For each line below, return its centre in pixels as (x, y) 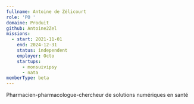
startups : (29, 61)
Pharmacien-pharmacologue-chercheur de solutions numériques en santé (97, 95)
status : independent (42, 51)
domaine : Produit (28, 23)
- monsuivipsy (40, 67)
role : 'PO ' (21, 17)
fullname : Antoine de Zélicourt (46, 12)
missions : (18, 34)
